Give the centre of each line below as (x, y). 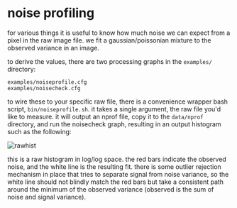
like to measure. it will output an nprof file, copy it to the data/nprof (105, 116)
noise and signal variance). (47, 197)
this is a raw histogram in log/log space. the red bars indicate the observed (117, 159)
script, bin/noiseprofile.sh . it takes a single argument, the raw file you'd (114, 109)
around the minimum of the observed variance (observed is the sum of (111, 189)
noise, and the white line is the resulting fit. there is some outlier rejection (114, 166)
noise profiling (51, 13)
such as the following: (39, 131)
